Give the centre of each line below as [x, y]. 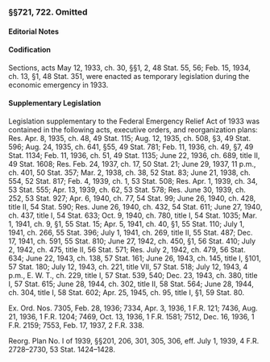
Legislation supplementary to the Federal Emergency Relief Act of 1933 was [134, 121]
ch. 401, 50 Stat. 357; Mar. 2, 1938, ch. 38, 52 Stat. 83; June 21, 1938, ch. [130, 173]
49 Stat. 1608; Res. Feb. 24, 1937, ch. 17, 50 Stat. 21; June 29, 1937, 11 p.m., [132, 164]
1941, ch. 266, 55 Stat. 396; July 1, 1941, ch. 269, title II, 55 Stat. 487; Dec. [131, 232]
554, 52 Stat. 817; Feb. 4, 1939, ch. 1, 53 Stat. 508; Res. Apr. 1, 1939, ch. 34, [133, 181]
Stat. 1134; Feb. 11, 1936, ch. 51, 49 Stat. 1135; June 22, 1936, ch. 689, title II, [134, 155]
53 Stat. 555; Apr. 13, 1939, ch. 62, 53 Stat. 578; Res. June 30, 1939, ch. [127, 189]
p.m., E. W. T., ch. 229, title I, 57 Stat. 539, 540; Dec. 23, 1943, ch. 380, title [133, 275]
